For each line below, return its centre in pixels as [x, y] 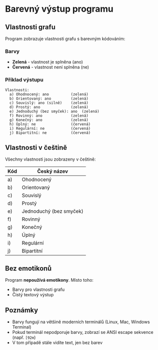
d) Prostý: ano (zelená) [49, 107]
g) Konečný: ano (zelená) [49, 120]
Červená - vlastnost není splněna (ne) [51, 67]
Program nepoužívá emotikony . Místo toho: [49, 280]
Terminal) [22, 327]
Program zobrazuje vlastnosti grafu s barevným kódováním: [65, 39]
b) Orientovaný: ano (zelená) [49, 99]
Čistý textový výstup [33, 295]
